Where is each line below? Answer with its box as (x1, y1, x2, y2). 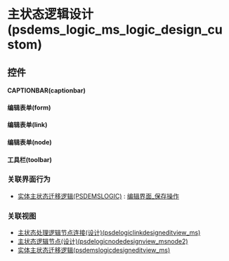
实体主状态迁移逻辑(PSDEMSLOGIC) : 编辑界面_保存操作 (17, 192, 180, 200)
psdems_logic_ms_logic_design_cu (11, 22, 223, 38)
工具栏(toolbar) (7, 155, 53, 163)
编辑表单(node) (7, 138, 53, 146)
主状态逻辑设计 (7, 6, 94, 22)
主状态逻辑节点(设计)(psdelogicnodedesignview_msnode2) (17, 237, 188, 246)
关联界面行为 (7, 175, 51, 185)
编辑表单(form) (7, 103, 51, 112)
